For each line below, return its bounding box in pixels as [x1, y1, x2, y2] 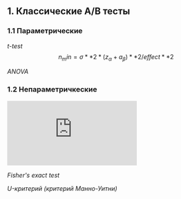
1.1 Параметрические [7, 26, 83, 36]
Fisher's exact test [7, 171, 60, 179]
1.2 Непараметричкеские [7, 85, 97, 94]
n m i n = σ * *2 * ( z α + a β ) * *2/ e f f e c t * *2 [58, 52, 174, 63]
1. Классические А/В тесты [7, 6, 131, 17]
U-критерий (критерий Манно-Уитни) [7, 184, 117, 192]
